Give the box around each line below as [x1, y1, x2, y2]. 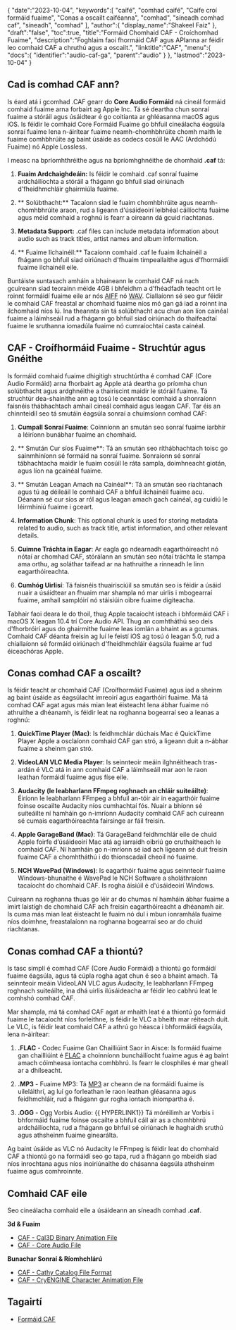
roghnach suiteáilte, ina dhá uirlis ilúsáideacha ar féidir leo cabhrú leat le [7, 986, 218, 995]
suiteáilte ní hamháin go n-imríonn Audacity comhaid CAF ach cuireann [17, 809, 225, 818]
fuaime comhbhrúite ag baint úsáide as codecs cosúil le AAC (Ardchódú [7, 135, 217, 143]
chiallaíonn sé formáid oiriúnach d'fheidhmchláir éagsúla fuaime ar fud [7, 639, 213, 647]
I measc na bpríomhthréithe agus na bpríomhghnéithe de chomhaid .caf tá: [7, 156, 225, 164]
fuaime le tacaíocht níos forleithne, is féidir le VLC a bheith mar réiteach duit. [7, 1015, 230, 1024]
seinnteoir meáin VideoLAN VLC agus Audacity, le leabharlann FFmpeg [7, 979, 213, 988]
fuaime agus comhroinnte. [7, 1167, 84, 1176]
